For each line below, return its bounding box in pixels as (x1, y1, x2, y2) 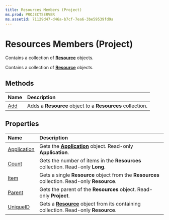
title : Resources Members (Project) (5, 7, 82, 13)
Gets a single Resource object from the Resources (39, 171, 160, 178)
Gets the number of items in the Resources (39, 157, 142, 164)
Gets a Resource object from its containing (39, 200, 141, 207)
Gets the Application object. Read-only (39, 142, 133, 149)
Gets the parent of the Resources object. (39, 186, 136, 193)
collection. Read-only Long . (39, 163, 106, 170)
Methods (5, 79, 34, 88)
